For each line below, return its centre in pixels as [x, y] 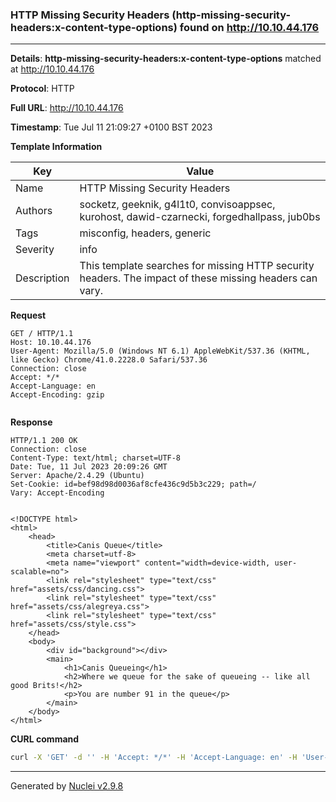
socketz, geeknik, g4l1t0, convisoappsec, [177, 205]
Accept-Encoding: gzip [57, 395]
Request [28, 315]
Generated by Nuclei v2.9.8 [67, 786]
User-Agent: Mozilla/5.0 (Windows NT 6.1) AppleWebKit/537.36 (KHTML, [160, 351]
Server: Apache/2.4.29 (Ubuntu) [77, 476]
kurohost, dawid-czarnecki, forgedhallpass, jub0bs [200, 217]
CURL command [45, 739]
